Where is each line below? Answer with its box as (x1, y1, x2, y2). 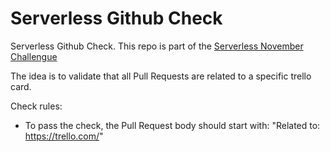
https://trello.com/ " (24, 130, 104, 142)
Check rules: (10, 100, 63, 112)
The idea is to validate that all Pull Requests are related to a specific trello (10, 70, 312, 82)
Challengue (10, 50, 58, 62)
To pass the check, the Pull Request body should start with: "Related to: (24, 119, 321, 131)
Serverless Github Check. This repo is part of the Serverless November (10, 40, 304, 52)
